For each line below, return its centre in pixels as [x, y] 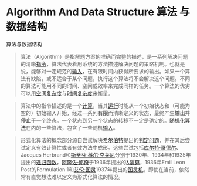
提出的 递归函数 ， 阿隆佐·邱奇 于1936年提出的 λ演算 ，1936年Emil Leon [103, 162]
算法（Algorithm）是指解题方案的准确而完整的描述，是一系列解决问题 [104, 56]
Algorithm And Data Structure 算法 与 [98, 12]
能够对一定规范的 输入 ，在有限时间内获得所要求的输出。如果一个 [108, 71]
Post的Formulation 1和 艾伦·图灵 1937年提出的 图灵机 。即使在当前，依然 [105, 169]
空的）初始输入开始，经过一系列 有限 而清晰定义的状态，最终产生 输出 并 [105, 113]
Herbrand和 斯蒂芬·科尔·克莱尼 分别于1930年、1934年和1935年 [117, 155]
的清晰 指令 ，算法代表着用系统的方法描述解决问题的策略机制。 [95, 64]
